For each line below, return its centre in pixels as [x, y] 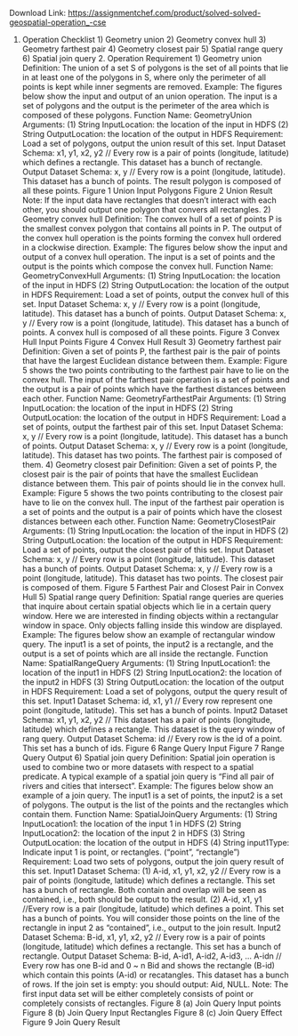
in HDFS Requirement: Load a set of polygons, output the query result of [155, 691]
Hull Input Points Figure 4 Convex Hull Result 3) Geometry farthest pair [152, 342]
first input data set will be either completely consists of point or [138, 994]
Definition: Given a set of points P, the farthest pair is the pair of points [151, 351]
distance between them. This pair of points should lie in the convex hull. [154, 483]
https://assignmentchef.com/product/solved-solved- [165, 13]
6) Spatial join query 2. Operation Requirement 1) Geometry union [142, 58]
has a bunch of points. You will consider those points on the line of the [151, 918]
